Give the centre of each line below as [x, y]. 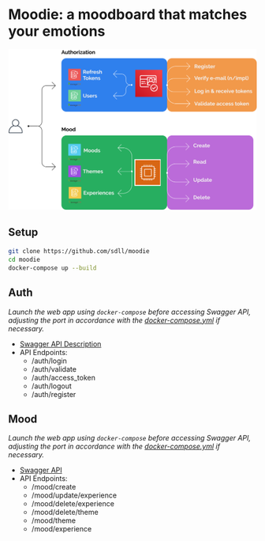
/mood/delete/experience [73, 504]
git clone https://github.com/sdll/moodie [79, 252]
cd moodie [24, 259]
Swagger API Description [60, 344]
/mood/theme [54, 520]
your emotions [57, 31]
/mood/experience [62, 529]
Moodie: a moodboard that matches [128, 15]
